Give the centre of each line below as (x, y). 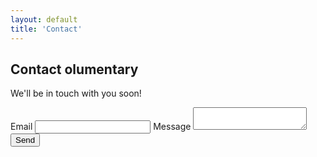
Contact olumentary (74, 69)
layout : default (44, 19)
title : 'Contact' (46, 29)
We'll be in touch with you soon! (76, 93)
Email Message (101, 127)
